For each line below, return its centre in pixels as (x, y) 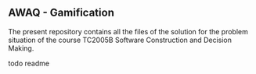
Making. (21, 48)
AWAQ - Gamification (61, 13)
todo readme (29, 63)
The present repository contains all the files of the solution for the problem (128, 31)
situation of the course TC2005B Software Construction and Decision (120, 40)
